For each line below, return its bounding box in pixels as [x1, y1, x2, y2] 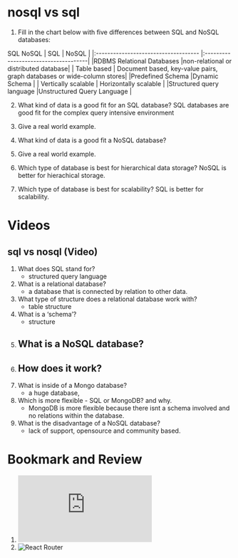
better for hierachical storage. [17, 171, 105, 179]
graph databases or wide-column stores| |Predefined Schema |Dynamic [7, 72, 219, 80]
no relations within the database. [28, 411, 125, 420]
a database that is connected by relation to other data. [28, 287, 188, 295]
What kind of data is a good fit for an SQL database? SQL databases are [17, 100, 229, 109]
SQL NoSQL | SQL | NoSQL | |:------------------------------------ [7, 49, 200, 58]
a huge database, [28, 389, 80, 397]
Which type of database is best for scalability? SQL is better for [17, 184, 205, 193]
